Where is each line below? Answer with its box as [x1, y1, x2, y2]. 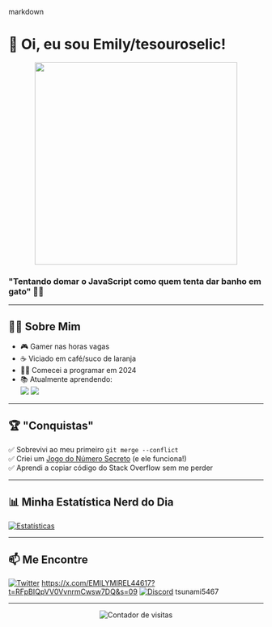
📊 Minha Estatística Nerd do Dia [8, 495, 174, 509]
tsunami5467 [175, 587, 219, 597]
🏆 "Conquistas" [8, 419, 95, 433]
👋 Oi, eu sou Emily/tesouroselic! [8, 36, 227, 53]
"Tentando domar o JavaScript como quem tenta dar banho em [8, 275, 261, 286]
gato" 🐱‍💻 [8, 286, 45, 297]
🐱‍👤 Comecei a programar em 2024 [19, 366, 137, 375]
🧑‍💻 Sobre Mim [8, 320, 81, 333]
